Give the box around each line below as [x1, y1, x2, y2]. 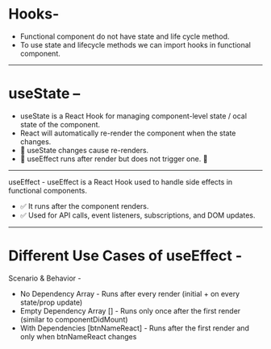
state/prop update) [19, 297, 83, 307]
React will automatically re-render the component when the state [19, 128, 236, 138]
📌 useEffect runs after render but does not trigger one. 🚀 [19, 154, 208, 164]
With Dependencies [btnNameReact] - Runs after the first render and [19, 323, 250, 333]
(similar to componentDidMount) [19, 314, 128, 324]
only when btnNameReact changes [19, 331, 137, 341]
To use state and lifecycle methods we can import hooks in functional [19, 39, 252, 49]
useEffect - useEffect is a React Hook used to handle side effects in [8, 177, 233, 186]
